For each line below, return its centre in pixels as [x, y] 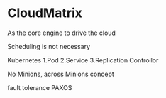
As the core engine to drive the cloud [61, 33]
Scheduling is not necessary [49, 46]
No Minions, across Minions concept [61, 74]
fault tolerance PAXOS [40, 87]
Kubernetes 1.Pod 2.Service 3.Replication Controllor [83, 60]
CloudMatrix [45, 13]
